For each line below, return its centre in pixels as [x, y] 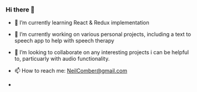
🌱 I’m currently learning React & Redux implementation [82, 23]
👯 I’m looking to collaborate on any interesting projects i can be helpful [102, 52]
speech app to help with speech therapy [64, 41]
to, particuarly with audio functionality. [62, 59]
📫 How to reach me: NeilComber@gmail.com [71, 71]
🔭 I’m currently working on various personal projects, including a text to [103, 34]
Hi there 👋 [20, 10]
